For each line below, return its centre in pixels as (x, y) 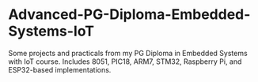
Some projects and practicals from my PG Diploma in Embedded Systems (128, 53)
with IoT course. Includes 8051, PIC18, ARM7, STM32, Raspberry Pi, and (125, 61)
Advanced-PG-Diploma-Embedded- (129, 15)
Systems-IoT (51, 31)
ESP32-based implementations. (60, 69)
